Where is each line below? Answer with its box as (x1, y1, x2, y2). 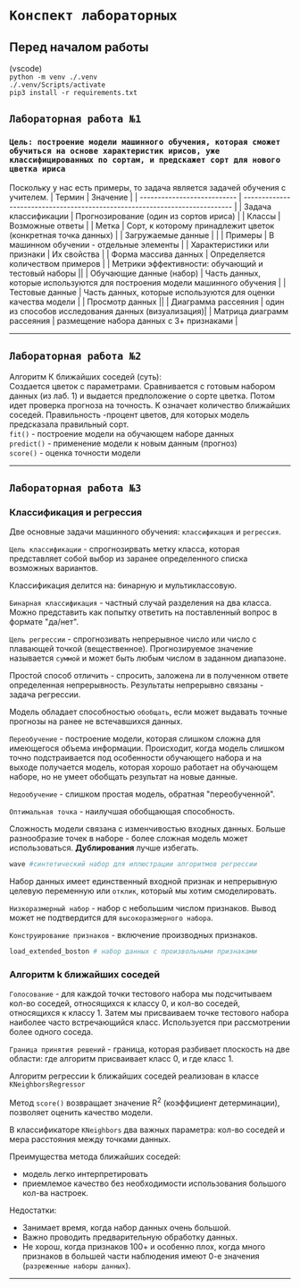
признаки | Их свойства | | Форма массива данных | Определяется (9, 249, 266, 260)
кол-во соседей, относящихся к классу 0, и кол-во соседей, (9, 998, 241, 1009)
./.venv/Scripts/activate (9, 81, 105, 90)
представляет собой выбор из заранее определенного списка (9, 553, 248, 564)
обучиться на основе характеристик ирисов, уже (9, 146, 221, 157)
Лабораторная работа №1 (9, 113, 142, 125)
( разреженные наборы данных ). (21, 1260, 131, 1271)
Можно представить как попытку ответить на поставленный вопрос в (9, 607, 278, 618)
